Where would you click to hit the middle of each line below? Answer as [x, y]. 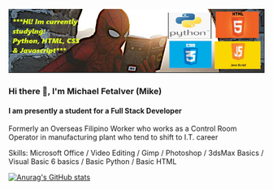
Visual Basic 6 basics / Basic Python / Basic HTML [93, 162]
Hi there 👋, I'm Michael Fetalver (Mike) [85, 91]
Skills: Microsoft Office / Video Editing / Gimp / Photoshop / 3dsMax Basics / [136, 153]
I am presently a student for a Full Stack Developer [95, 110]
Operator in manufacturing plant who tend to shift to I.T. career [113, 137]
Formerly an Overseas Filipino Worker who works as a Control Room [123, 129]
